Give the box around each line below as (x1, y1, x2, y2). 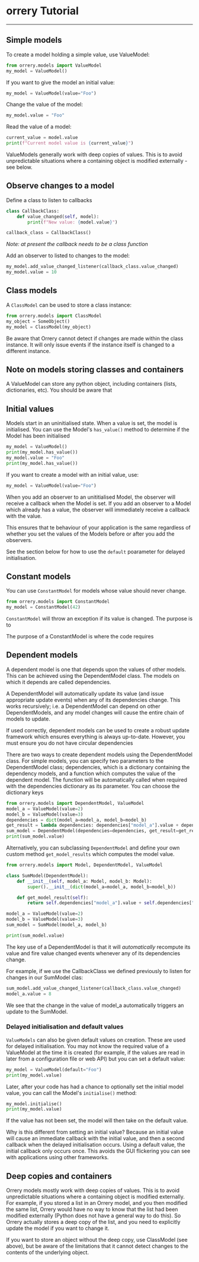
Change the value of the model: (6, 101, 83, 108)
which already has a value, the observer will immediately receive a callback (6, 506, 190, 513)
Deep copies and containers (6, 1171, 113, 1181)
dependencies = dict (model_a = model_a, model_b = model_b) (6, 817, 147, 823)
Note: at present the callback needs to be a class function (6, 241, 148, 248)
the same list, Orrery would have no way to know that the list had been (6, 1206, 178, 1213)
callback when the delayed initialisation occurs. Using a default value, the (6, 1141, 185, 1148)
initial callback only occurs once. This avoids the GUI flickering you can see (6, 1147, 191, 1154)
